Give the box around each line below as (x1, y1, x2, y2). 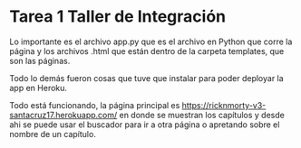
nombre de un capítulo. (9, 128, 97, 139)
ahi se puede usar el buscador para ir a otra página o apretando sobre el (9, 119, 280, 130)
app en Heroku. (9, 82, 68, 93)
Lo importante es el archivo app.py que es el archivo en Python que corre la (9, 36, 293, 47)
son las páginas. (9, 55, 71, 66)
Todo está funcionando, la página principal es (9, 99, 180, 110)
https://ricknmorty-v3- (181, 99, 267, 110)
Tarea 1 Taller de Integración (9, 6, 227, 27)
